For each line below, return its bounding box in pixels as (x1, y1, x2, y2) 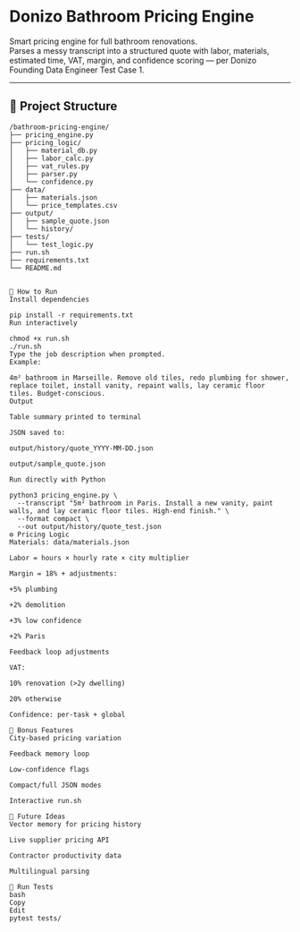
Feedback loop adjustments (9, 647, 110, 656)
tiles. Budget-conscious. (9, 389, 105, 398)
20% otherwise (9, 694, 62, 704)
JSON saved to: (9, 428, 66, 437)
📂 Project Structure (9, 98, 118, 114)
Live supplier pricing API (9, 835, 110, 844)
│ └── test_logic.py (9, 240, 94, 249)
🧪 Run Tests (9, 882, 54, 892)
